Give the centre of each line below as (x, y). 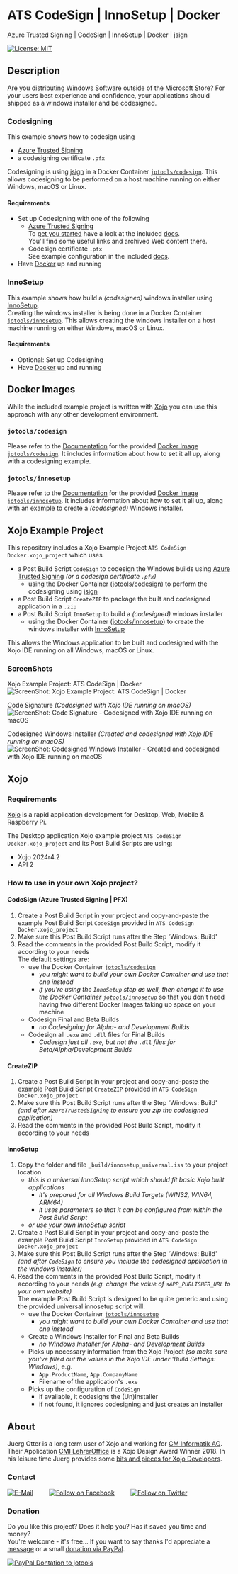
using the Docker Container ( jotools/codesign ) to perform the (118, 584)
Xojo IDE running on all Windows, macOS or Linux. (81, 650)
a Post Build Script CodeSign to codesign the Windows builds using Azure (124, 568)
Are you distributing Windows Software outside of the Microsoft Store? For (116, 88)
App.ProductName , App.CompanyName (88, 1374)
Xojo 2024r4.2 (39, 856)
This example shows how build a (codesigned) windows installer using (110, 298)
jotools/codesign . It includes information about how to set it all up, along (114, 453)
